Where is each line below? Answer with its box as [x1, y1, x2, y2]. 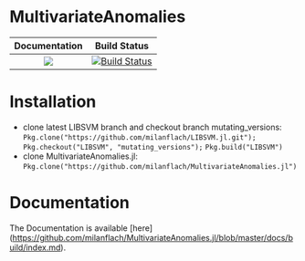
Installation [9, 91, 97, 112]
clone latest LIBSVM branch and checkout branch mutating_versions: [22, 121, 282, 132]
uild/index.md [9, 242, 61, 253]
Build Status [94, 39, 149, 52]
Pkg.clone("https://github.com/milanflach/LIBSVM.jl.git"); [22, 132, 257, 142]
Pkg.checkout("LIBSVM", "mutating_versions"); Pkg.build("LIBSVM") [22, 142, 283, 151]
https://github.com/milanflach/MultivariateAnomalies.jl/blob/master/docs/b [12, 232, 294, 243]
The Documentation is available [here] [9, 222, 153, 234]
